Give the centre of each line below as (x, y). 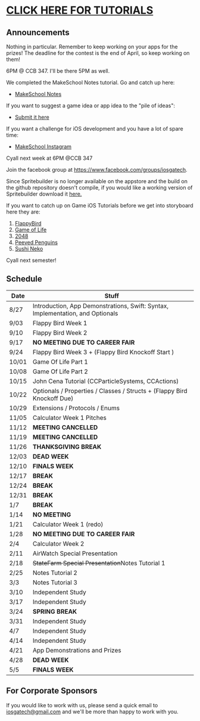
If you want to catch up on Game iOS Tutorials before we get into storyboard (100, 205)
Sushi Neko (29, 249)
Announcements (38, 33)
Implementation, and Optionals (75, 313)
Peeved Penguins (36, 242)
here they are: (23, 212)
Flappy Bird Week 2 (60, 333)
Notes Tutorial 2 (55, 573)
